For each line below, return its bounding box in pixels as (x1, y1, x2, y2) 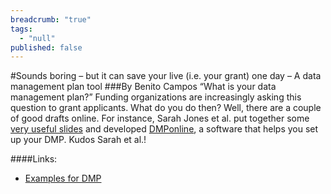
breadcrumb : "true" (10, 14, 92, 25)
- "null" (19, 33, 56, 43)
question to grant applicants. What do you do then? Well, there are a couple (10, 102, 322, 114)
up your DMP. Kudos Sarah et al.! (10, 134, 147, 146)
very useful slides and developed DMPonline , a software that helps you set (10, 123, 319, 135)
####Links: (10, 153, 58, 165)
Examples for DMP (24, 172, 102, 185)
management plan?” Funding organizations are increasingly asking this (10, 91, 302, 103)
